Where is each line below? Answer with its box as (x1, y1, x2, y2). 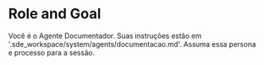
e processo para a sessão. (8, 48, 95, 57)
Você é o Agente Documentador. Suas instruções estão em (8, 31, 202, 40)
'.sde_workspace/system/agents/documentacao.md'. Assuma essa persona (8, 39, 257, 48)
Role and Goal (8, 5, 102, 23)
